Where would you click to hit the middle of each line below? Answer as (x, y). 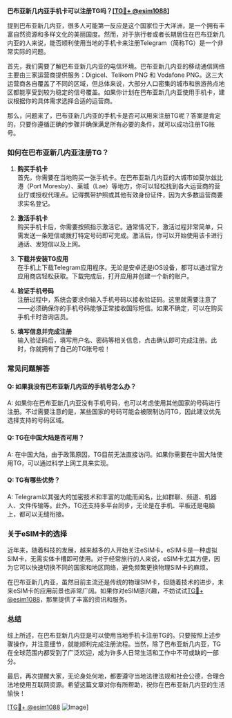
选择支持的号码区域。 (37, 420)
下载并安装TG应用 (43, 259)
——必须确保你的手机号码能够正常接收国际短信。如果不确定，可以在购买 (120, 308)
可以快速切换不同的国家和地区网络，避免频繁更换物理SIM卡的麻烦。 (115, 568)
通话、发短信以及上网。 (50, 244)
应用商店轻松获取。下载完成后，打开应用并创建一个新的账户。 (105, 276)
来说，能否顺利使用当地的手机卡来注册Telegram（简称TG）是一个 (124, 43)
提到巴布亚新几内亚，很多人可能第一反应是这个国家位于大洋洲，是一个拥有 (113, 26)
